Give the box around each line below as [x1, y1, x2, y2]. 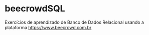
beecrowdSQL [5, 3, 65, 14]
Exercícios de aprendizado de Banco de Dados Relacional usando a [5, 19, 144, 25]
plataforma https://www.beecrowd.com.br [5, 24, 92, 30]
